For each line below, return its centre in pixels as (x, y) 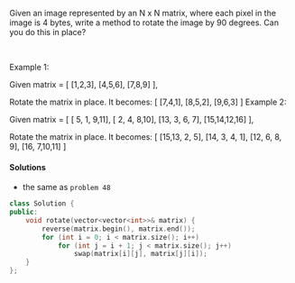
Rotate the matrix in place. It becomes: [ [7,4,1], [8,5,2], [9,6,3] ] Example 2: (148, 102)
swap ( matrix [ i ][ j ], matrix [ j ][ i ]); (140, 254)
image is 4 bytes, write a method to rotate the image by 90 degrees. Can (144, 23)
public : (24, 212)
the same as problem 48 (66, 187)
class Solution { (42, 204)
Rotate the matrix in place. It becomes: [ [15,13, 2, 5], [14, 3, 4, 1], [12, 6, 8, (146, 137)
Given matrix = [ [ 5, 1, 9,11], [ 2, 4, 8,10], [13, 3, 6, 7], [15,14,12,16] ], (132, 119)
